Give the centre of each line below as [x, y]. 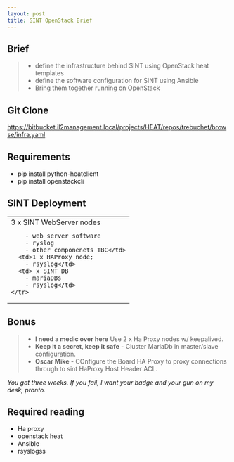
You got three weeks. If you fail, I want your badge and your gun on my [110, 382]
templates [50, 73]
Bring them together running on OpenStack [97, 88]
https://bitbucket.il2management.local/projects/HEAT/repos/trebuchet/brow [117, 127]
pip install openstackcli [51, 181]
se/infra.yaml [26, 135]
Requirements [39, 156]
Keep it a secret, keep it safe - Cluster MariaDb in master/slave [126, 346]
